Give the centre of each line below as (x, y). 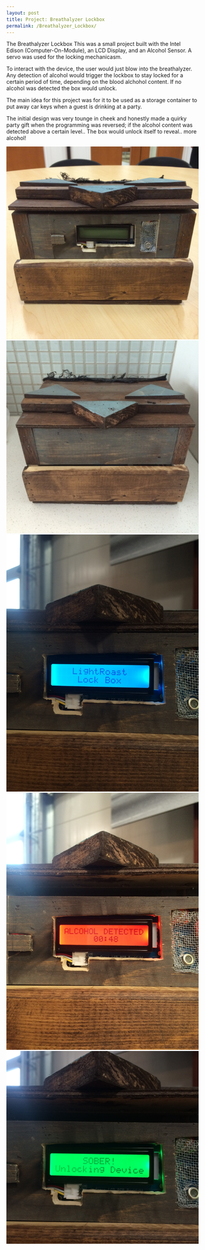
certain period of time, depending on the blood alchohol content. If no (94, 82)
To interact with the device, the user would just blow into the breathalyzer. (99, 69)
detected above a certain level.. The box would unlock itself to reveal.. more (102, 132)
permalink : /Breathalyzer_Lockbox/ (52, 26)
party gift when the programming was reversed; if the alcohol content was (100, 125)
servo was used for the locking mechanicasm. (64, 57)
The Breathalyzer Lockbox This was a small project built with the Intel (94, 44)
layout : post (23, 13)
